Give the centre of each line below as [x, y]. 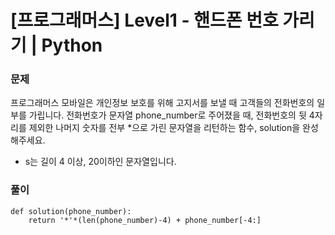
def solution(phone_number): [71, 211]
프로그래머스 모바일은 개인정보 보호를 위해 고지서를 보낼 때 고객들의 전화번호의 [162, 103]
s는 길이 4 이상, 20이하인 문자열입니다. [100, 162]
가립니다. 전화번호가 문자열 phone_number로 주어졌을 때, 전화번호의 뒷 [167, 115]
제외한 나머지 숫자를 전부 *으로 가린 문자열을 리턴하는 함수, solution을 [164, 128]
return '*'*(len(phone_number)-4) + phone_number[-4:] [145, 220]
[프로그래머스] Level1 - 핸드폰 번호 [144, 20]
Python [72, 45]
